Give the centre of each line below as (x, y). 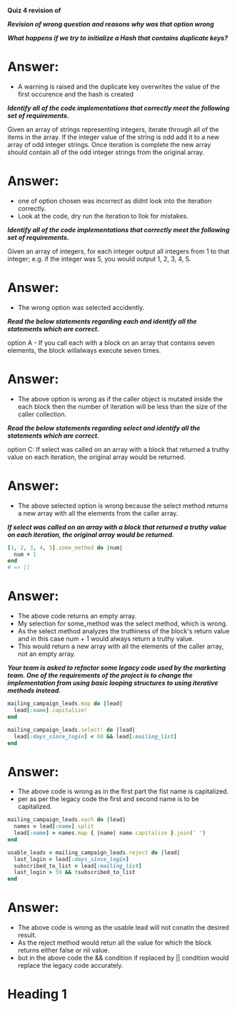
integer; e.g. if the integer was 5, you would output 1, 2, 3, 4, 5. (99, 258)
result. (27, 935)
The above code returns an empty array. (77, 616)
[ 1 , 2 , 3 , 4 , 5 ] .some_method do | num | (65, 548)
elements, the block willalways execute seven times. (84, 350)
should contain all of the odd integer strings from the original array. (106, 152)
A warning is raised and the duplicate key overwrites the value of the (118, 86)
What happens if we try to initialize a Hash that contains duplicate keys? (118, 38)
